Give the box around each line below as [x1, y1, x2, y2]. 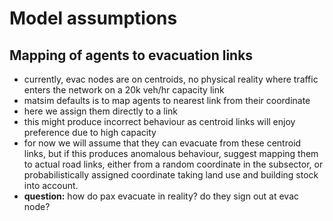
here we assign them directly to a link [23, 105, 179, 117]
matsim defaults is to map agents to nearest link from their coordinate [23, 95, 311, 106]
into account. [23, 180, 79, 191]
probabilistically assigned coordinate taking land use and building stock [23, 169, 319, 181]
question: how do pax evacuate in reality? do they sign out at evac [23, 190, 300, 202]
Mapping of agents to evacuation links [9, 47, 254, 64]
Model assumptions [9, 7, 178, 30]
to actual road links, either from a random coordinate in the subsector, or [23, 158, 324, 170]
